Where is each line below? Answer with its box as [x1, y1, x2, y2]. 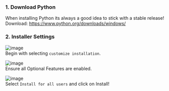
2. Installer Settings [5, 33, 55, 40]
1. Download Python [5, 4, 56, 11]
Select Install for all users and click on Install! [5, 80, 110, 87]
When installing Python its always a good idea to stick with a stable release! [5, 15, 164, 21]
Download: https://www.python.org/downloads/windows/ [5, 20, 126, 26]
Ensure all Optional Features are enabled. [5, 65, 92, 72]
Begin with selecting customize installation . [5, 50, 101, 56]
